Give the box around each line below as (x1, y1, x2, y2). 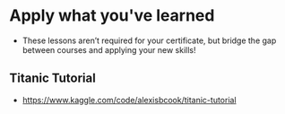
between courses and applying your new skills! (22, 44, 196, 55)
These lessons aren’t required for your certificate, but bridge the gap (22, 35, 277, 46)
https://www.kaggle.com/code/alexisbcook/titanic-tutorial (22, 94, 237, 105)
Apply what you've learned (9, 5, 215, 26)
